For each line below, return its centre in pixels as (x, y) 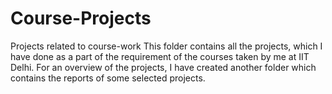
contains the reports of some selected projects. (108, 78)
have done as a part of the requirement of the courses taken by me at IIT (160, 56)
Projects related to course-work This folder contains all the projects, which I (166, 46)
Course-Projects (81, 18)
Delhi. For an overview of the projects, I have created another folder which (163, 67)
